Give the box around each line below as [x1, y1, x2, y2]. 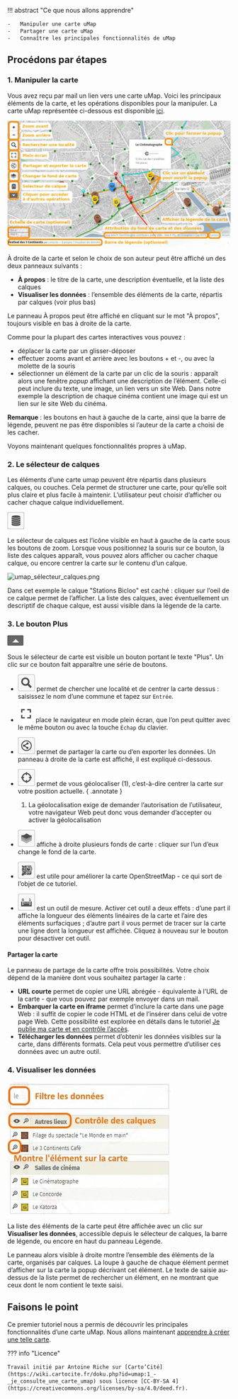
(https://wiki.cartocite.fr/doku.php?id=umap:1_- [7, 1371, 157, 1378]
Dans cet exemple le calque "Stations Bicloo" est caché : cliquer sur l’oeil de [7, 586, 230, 595]
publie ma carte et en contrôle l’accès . [17, 1025, 130, 1033]
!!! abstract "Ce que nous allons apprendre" [7, 6, 135, 14]
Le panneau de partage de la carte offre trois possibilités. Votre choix [7, 966, 210, 974]
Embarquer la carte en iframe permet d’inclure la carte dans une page [17, 1002, 225, 1011]
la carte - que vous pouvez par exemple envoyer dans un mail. [17, 995, 200, 1004]
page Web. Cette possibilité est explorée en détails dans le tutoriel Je [17, 1017, 220, 1026]
